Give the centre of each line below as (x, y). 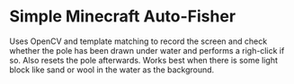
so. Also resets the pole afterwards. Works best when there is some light (144, 60)
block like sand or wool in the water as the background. (112, 70)
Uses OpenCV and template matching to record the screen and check (138, 41)
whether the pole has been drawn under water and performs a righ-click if (147, 50)
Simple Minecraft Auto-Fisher (123, 17)
